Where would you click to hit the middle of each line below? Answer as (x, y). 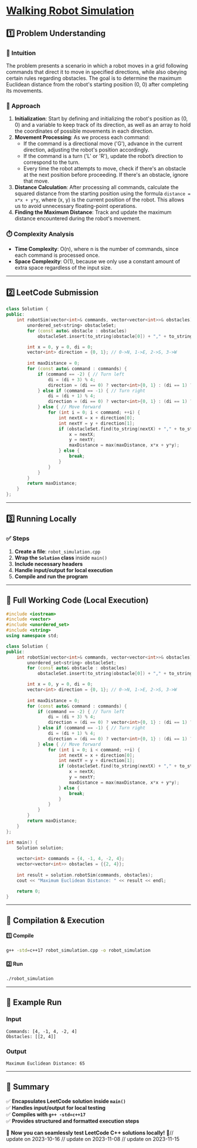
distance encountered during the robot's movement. (78, 219)
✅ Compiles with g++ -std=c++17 (46, 1114)
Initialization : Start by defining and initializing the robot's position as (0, (101, 119)
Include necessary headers (49, 564)
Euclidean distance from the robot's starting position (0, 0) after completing (97, 84)
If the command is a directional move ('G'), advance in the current (103, 144)
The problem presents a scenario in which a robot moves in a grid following (97, 65)
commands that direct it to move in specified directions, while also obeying (96, 72)
